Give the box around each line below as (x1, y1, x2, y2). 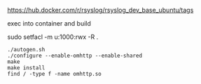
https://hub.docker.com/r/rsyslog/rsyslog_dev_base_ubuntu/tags (7, 6, 194, 14)
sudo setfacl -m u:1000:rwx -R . (7, 33, 99, 41)
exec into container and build (7, 19, 91, 27)
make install (7, 65, 46, 72)
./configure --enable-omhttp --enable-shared (7, 52, 142, 59)
